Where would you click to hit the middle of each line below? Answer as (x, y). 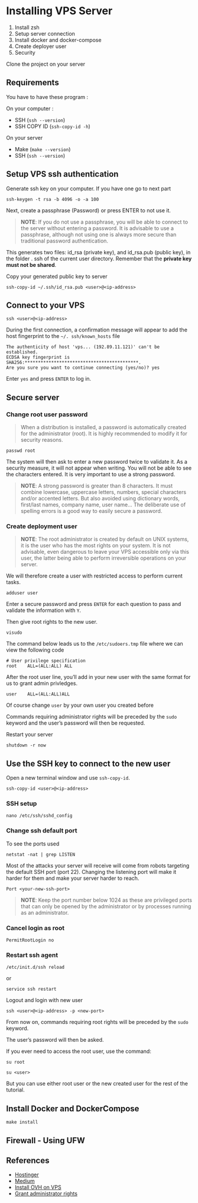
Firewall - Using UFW (46, 1140)
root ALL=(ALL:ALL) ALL (39, 666)
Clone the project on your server (46, 64)
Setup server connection (45, 33)
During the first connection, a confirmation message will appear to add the (97, 330)
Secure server (33, 398)
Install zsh (27, 27)
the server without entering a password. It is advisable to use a (97, 228)
